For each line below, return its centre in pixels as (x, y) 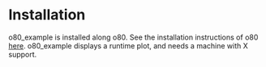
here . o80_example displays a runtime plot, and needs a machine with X (129, 45)
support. (23, 54)
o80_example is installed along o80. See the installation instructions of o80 (133, 37)
